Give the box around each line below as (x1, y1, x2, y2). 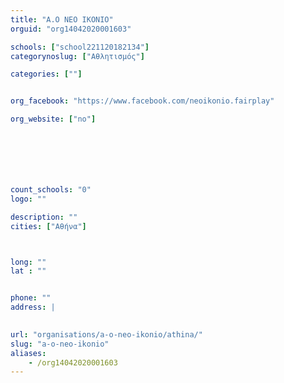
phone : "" (10, 293, 52, 303)
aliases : (10, 348, 47, 358)
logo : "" (10, 194, 47, 204)
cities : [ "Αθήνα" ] (10, 221, 87, 231)
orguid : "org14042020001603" (10, 24, 132, 34)
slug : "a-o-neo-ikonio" (10, 339, 110, 349)
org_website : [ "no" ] (10, 114, 97, 125)
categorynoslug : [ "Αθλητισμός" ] (10, 51, 145, 61)
